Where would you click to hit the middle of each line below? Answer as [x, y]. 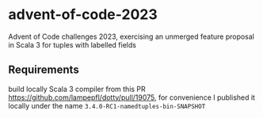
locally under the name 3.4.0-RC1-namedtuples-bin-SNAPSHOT [107, 105]
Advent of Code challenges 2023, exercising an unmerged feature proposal [131, 36]
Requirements [44, 70]
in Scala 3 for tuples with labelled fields [72, 44]
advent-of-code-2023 [83, 15]
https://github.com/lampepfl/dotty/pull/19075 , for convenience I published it [132, 97]
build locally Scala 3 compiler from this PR [77, 89]
